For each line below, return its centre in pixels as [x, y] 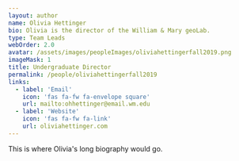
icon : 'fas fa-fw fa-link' [67, 119]
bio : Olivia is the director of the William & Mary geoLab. [110, 30]
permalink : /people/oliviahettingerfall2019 [83, 75]
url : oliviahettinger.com [65, 126]
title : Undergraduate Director [60, 67]
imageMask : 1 [30, 60]
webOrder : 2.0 [32, 45]
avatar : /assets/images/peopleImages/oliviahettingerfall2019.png [120, 52]
